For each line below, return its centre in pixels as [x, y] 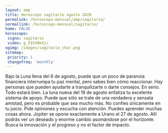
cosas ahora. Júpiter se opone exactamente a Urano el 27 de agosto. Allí [81, 114]
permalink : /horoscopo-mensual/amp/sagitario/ [55, 19]
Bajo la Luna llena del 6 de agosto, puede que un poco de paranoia [75, 76]
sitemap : [14, 52]
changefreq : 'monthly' [31, 62]
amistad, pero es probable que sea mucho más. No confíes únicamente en [83, 103]
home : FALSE [18, 29]
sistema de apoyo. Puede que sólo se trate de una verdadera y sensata [79, 98]
